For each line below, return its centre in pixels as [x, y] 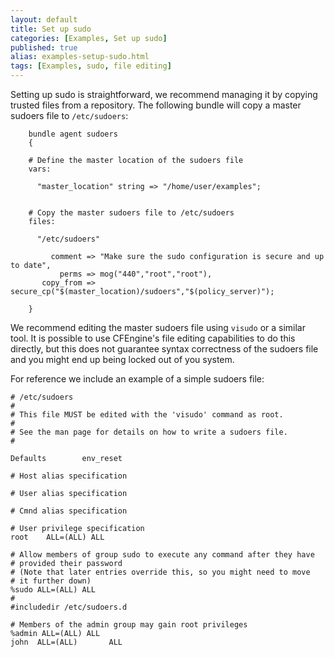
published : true [44, 47]
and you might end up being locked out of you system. [122, 359]
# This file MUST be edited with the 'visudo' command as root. [147, 415]
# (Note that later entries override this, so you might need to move [160, 572]
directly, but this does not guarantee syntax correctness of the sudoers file [164, 349]
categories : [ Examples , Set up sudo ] [89, 38]
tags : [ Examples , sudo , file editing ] [91, 66]
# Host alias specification [69, 476]
